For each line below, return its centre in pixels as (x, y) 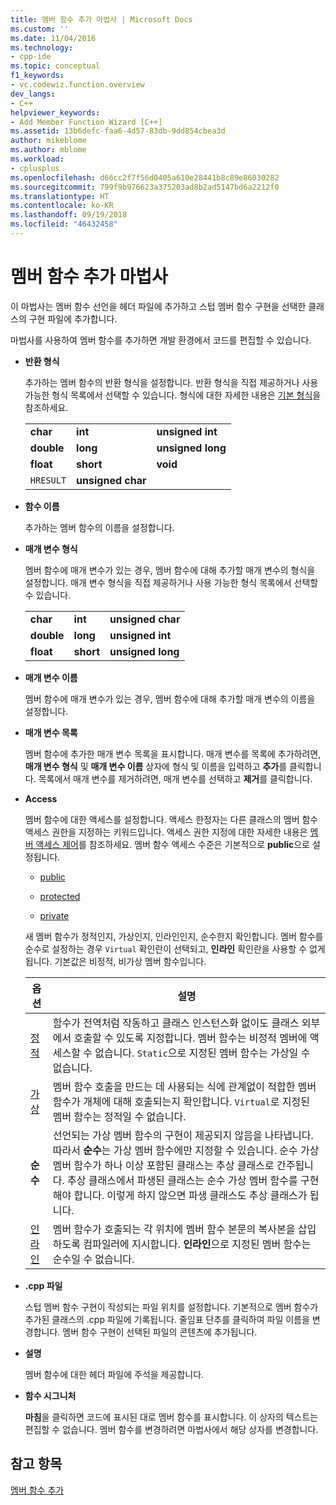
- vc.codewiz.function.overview (77, 85)
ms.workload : (37, 159)
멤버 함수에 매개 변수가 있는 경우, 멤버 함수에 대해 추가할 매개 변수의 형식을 (170, 570)
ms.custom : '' (40, 29)
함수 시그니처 (50, 1395)
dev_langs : (33, 94)
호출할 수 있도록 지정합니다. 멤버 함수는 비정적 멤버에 (190, 1038)
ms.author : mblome (48, 150)
